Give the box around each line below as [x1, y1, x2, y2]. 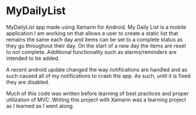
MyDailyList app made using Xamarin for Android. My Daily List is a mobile [6, 23, 187, 31]
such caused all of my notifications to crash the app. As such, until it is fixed [6, 72, 191, 79]
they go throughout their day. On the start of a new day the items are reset [6, 42, 187, 49]
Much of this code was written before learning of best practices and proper [6, 90, 190, 97]
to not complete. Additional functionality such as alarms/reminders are [6, 48, 177, 55]
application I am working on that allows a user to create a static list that [6, 29, 178, 36]
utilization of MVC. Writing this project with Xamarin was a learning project [6, 96, 187, 103]
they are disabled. [6, 78, 50, 86]
